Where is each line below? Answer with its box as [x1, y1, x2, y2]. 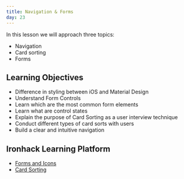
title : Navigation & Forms [6, 8, 74, 15]
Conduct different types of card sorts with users [14, 120, 134, 128]
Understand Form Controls [14, 95, 81, 102]
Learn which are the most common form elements [14, 101, 139, 108]
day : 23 [6, 14, 26, 20]
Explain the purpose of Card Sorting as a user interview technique [14, 114, 178, 121]
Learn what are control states [14, 107, 88, 114]
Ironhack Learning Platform [6, 144, 111, 154]
